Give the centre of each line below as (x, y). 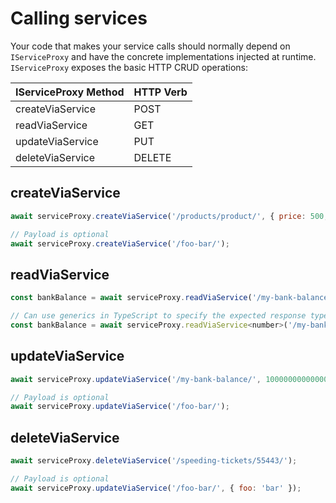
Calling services (79, 18)
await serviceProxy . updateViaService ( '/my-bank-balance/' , (136, 379)
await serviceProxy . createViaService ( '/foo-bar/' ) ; (120, 243)
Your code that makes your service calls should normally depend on (150, 46)
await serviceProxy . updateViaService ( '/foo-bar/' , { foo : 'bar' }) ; (156, 488)
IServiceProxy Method (70, 92)
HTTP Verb (160, 92)
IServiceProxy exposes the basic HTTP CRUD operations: (129, 67)
